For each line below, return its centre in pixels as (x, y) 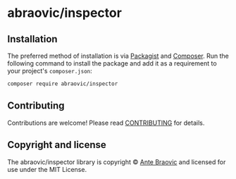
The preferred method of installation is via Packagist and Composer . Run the (118, 56)
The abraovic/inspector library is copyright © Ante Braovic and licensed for (117, 162)
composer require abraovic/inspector (63, 84)
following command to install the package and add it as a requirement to (112, 63)
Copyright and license (57, 145)
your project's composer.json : (50, 71)
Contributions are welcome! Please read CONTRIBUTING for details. (106, 123)
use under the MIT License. (47, 169)
